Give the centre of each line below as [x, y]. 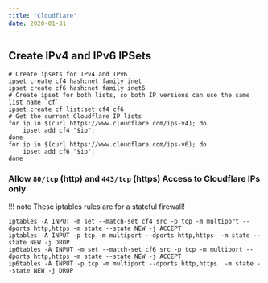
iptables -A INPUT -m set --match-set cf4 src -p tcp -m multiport [124, 221]
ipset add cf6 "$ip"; [59, 152]
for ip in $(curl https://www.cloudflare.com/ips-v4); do [107, 124]
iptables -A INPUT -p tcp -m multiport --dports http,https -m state [129, 235]
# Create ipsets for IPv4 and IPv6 [68, 74]
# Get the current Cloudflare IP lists [75, 117]
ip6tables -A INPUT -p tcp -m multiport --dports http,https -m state [131, 263]
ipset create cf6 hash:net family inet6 [77, 88]
